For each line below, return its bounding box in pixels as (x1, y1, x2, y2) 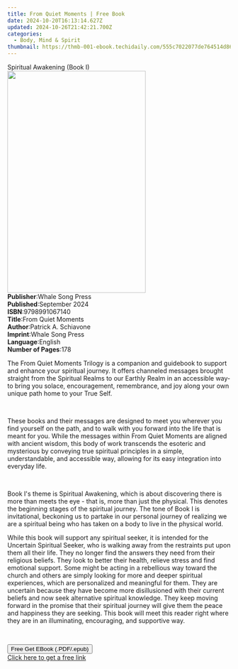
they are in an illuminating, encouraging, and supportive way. (7, 616, 186, 625)
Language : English (7, 338, 61, 346)
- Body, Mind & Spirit (13, 37, 81, 44)
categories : (7, 30, 42, 38)
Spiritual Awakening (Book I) (7, 63, 90, 71)
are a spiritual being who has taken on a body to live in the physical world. (7, 520, 224, 528)
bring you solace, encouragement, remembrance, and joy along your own (14, 381, 229, 390)
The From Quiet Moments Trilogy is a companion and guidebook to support (7, 359, 227, 367)
